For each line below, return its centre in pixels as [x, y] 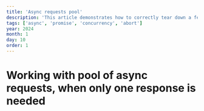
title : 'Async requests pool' [45, 12]
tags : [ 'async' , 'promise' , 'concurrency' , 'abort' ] [74, 23]
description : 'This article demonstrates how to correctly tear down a [99, 17]
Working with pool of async [77, 75]
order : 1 [17, 46]
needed [26, 101]
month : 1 [17, 34]
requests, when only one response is [101, 88]
